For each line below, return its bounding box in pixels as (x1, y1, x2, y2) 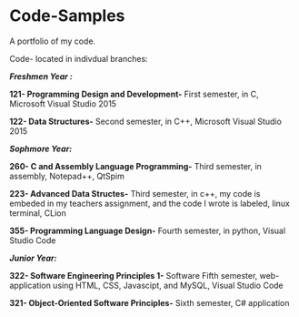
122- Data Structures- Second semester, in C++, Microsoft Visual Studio (9, 116, 282, 127)
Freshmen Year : (9, 70, 73, 82)
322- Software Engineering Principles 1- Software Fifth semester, (9, 270, 258, 281)
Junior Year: (9, 252, 57, 263)
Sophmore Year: (9, 143, 73, 154)
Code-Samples (9, 5, 125, 26)
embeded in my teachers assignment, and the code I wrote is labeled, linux (9, 198, 291, 209)
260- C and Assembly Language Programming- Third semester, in (9, 160, 262, 171)
